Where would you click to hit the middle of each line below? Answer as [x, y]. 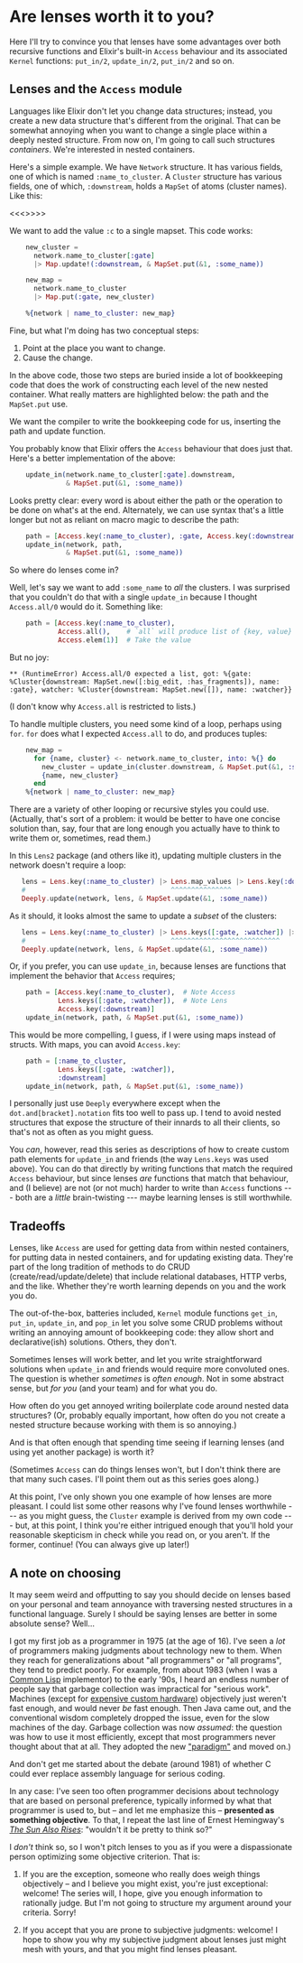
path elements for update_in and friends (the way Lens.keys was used [139, 1159]
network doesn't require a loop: [68, 865]
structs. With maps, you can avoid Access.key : [95, 1044]
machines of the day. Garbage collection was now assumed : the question [146, 1727]
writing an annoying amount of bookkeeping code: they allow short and [142, 1333]
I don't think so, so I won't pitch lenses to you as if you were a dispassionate [151, 1847]
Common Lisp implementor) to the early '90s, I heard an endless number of [149, 1679]
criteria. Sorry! [49, 1912]
